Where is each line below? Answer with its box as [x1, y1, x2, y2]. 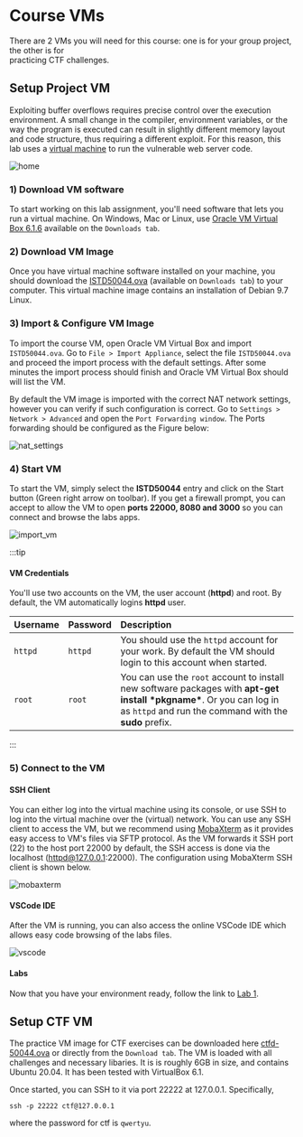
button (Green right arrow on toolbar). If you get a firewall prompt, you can [9, 492, 286, 503]
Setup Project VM [9, 80, 111, 96]
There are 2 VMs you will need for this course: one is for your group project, [9, 35, 292, 46]
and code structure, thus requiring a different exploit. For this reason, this [9, 133, 281, 144]
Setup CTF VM [9, 1014, 93, 1030]
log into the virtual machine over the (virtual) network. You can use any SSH [9, 814, 291, 825]
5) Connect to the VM [9, 762, 106, 775]
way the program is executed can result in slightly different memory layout [9, 124, 286, 135]
